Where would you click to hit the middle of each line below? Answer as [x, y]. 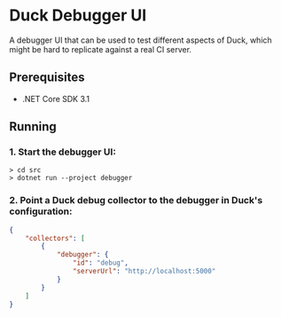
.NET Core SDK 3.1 [56, 99]
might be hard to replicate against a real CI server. [101, 49]
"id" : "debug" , [100, 263]
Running [33, 127]
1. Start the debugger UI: [63, 152]
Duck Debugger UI [78, 16]
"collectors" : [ [55, 238]
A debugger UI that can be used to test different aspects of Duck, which [140, 40]
